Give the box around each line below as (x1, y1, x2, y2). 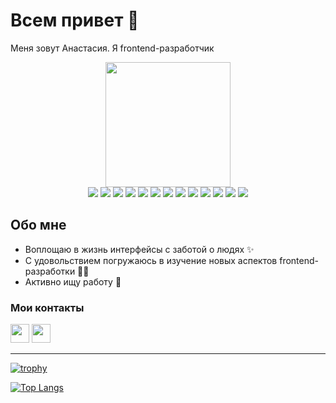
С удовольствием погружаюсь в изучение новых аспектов (24, 254, 278, 266)
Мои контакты (10, 300, 85, 314)
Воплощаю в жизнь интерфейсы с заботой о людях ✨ (24, 243, 255, 255)
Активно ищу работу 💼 (24, 275, 122, 288)
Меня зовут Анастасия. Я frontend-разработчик (10, 42, 215, 54)
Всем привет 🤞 (10, 9, 140, 32)
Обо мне (10, 217, 67, 234)
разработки (24, 265, 76, 277)
